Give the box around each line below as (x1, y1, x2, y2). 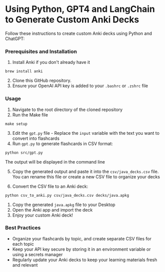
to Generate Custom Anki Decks (5, 14, 139, 25)
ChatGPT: (5, 36, 25, 42)
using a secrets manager (12, 251, 63, 257)
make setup (5, 121, 28, 126)
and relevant (12, 262, 38, 268)
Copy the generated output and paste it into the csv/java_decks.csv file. (12, 168, 159, 174)
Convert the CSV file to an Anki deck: (12, 183, 88, 189)
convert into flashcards (12, 135, 60, 141)
